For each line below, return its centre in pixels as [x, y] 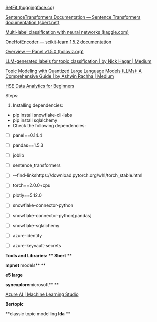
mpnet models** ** [25, 265]
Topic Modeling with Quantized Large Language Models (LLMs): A [73, 71]
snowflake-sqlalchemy [36, 225]
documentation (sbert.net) [32, 22]
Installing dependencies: [38, 105]
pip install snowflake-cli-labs [42, 115]
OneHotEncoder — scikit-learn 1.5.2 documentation [58, 42]
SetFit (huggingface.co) [30, 7]
